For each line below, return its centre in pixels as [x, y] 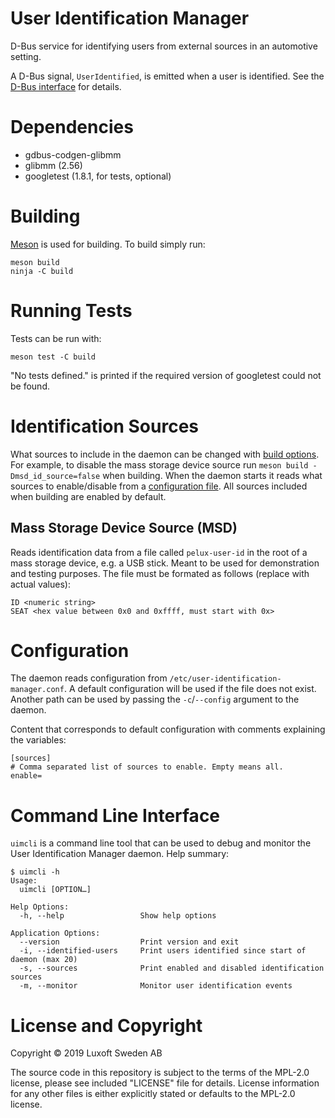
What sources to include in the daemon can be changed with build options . [165, 454]
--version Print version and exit [129, 942]
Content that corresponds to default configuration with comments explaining [168, 729]
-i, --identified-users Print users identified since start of [163, 951]
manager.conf [37, 690]
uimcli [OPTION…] [55, 890]
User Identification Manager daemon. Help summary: [120, 854]
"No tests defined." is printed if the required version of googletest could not [166, 375]
